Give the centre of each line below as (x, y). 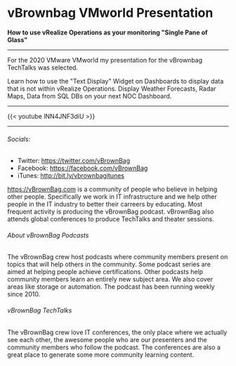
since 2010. (24, 294)
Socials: (19, 139)
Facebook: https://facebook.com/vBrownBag (83, 168)
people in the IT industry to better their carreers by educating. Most (105, 204)
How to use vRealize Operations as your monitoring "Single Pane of (108, 32)
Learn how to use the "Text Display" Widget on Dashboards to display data (116, 81)
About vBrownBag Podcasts (48, 235)
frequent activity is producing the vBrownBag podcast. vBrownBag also (111, 211)
